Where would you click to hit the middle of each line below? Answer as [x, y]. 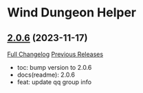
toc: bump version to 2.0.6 [54, 67]
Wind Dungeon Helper [71, 13]
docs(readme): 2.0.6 [46, 75]
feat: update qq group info [54, 82]
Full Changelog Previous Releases [55, 54]
